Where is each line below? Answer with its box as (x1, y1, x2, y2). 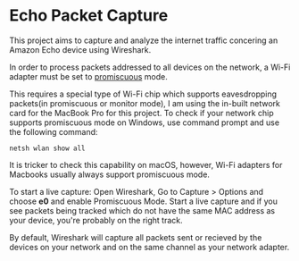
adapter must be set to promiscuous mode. (9, 71, 168, 81)
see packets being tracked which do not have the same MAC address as (9, 205, 275, 215)
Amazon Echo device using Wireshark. (9, 44, 152, 55)
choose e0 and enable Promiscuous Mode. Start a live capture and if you (9, 196, 278, 206)
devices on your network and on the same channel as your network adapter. (9, 241, 290, 252)
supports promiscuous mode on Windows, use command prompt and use (9, 117, 279, 128)
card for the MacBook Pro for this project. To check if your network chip (9, 107, 274, 118)
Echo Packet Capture (9, 5, 169, 26)
